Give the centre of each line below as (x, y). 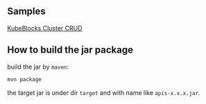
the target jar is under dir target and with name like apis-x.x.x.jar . (104, 92)
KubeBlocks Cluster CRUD (45, 28)
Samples (27, 11)
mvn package (24, 79)
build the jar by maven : (38, 67)
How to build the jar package (70, 50)
